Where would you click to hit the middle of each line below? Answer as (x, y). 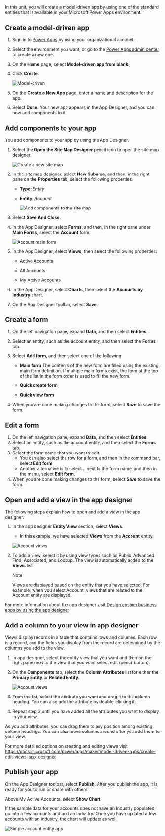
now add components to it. (39, 112)
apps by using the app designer (37, 610)
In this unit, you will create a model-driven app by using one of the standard (82, 7)
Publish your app (32, 772)
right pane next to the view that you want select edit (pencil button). (81, 662)
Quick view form (37, 395)
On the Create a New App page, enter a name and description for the (83, 93)
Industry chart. (28, 295)
